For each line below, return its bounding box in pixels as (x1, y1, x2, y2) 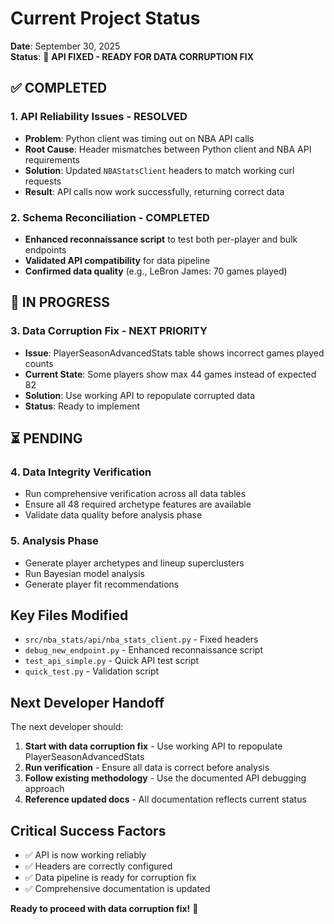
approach (24, 783, 65, 795)
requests (24, 175, 62, 187)
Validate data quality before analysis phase (24, 509, 203, 521)
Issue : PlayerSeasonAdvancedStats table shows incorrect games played (24, 347, 325, 359)
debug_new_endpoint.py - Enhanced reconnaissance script (24, 644, 263, 656)
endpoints (24, 243, 67, 256)
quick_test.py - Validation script (24, 665, 160, 677)
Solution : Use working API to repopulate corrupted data (24, 389, 256, 401)
